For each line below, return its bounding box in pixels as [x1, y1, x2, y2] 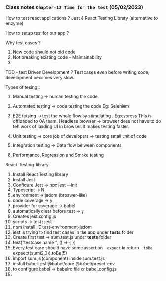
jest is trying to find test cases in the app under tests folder [12, 229, 134, 235]
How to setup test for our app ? [5, 30, 69, 36]
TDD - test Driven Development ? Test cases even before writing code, [5, 69, 150, 75]
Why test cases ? [5, 40, 41, 46]
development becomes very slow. [5, 75, 75, 81]
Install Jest [12, 177, 35, 183]
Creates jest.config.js [12, 213, 56, 219]
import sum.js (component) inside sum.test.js [12, 255, 105, 261]
